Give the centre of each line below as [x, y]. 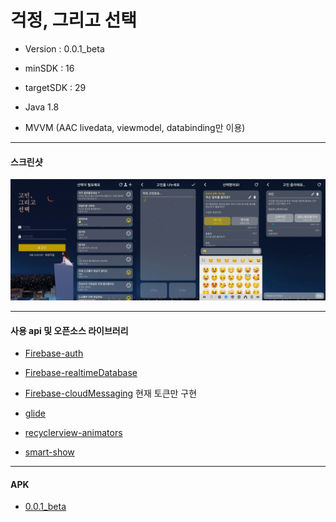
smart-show [49, 452]
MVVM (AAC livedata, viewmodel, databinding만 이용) [135, 127]
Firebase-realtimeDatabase [81, 373]
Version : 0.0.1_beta [64, 48]
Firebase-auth [54, 353]
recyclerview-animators [73, 433]
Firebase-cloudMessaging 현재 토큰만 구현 [111, 393]
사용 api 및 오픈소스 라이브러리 [69, 330]
